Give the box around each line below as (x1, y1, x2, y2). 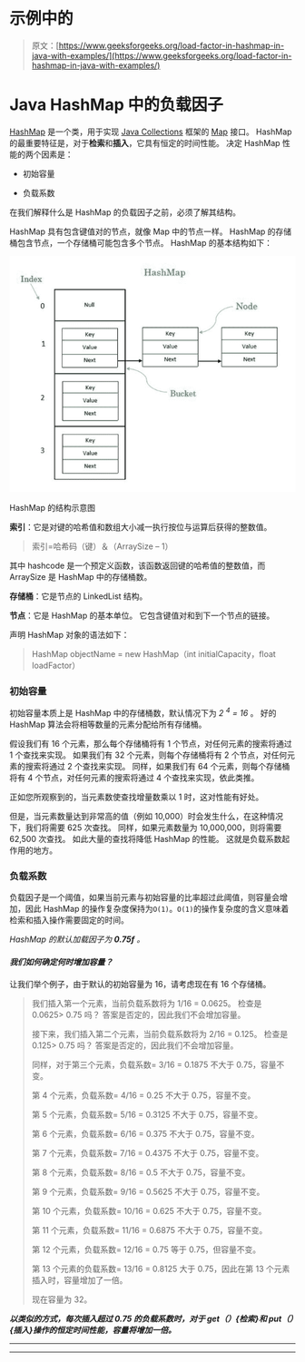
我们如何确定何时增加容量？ (9, 956, 113, 967)
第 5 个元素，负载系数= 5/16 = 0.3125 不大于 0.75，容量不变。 (31, 1109, 263, 1120)
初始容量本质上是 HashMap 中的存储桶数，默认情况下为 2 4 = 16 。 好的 (9, 706, 277, 718)
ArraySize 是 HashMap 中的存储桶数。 (9, 572, 152, 583)
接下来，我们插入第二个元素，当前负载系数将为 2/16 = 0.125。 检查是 (31, 1028, 289, 1039)
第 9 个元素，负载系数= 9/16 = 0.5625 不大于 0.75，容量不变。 (31, 1186, 265, 1197)
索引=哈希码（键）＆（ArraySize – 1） (31, 541, 173, 552)
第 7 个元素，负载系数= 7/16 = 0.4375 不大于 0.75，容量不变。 (31, 1147, 264, 1158)
